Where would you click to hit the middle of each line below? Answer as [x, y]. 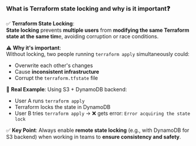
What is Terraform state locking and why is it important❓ [88, 8]
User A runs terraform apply [50, 101]
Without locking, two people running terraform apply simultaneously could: [98, 54]
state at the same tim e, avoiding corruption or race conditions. [82, 36]
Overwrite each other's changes [54, 65]
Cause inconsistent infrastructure [57, 72]
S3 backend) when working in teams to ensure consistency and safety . [94, 137]
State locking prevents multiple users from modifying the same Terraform [98, 30]
